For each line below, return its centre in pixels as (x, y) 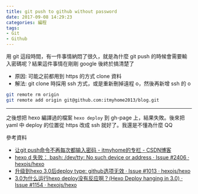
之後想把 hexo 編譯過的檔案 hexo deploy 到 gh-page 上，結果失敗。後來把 (95, 118)
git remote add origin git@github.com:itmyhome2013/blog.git (83, 100)
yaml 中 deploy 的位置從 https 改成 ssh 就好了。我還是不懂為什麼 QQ (89, 125)
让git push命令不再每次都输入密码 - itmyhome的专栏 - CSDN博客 (93, 150)
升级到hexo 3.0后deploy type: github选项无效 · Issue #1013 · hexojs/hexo (103, 170)
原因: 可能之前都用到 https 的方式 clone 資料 (68, 76)
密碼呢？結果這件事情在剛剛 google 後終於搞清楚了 (72, 63)
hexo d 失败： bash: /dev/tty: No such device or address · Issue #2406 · (102, 157)
